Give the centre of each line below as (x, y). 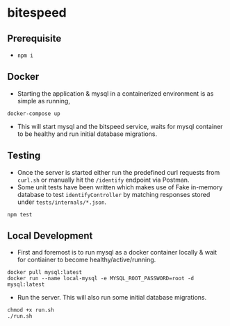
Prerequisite (34, 38)
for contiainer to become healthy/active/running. (87, 260)
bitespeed (37, 13)
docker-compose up (34, 113)
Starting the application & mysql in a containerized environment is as (115, 93)
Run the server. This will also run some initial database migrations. (112, 298)
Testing (24, 156)
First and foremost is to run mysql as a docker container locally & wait (117, 252)
